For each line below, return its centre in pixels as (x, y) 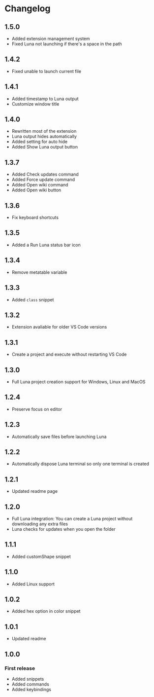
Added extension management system (51, 38)
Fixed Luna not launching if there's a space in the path (67, 44)
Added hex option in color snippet (46, 611)
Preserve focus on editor (37, 409)
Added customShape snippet (41, 556)
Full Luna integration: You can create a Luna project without (72, 519)
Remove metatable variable (39, 272)
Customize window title (35, 104)
